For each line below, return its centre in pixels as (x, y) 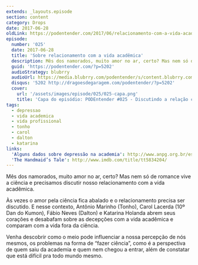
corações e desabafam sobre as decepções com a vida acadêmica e (90, 220)
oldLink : (17, 34)
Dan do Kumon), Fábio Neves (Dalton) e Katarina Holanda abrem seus (91, 213)
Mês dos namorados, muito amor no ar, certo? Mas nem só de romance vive (99, 176)
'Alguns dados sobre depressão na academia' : (68, 154)
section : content (27, 17)
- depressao (26, 110)
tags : (13, 105)
